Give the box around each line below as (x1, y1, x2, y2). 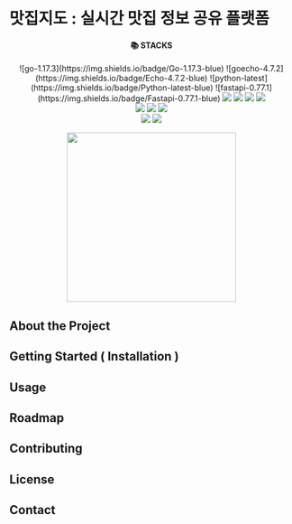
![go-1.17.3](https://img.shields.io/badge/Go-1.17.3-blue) (19, 63, 224, 74)
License (9, 472, 55, 487)
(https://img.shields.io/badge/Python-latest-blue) (30, 82, 214, 93)
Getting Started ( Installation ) (9, 349, 179, 364)
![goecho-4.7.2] (225, 63, 284, 74)
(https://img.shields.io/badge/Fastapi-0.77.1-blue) (37, 93, 221, 104)
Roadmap (9, 410, 65, 426)
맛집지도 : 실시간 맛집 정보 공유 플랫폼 (9, 8, 270, 29)
